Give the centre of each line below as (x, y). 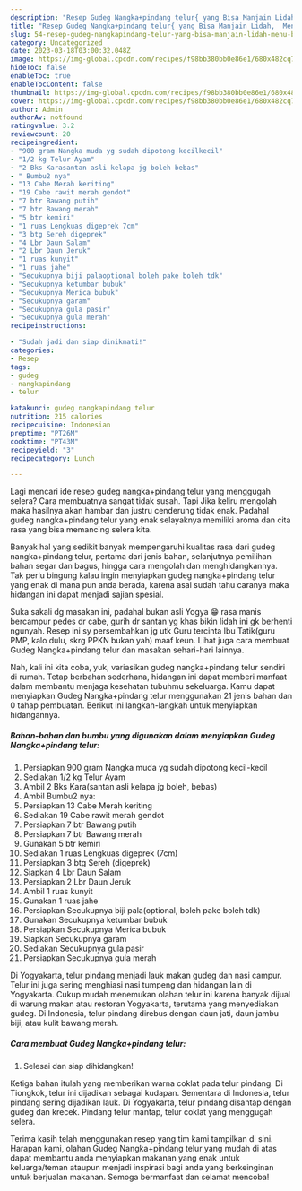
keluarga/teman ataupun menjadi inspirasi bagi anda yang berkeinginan (142, 1168)
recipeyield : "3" (43, 450)
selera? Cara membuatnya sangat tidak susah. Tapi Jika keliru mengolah (143, 501)
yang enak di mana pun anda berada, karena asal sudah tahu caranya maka (150, 585)
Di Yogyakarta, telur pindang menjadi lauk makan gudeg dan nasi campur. (146, 975)
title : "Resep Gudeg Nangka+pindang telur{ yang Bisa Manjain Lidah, (143, 26)
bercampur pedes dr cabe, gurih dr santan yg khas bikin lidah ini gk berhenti (151, 621)
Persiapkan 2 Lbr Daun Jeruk (77, 882)
